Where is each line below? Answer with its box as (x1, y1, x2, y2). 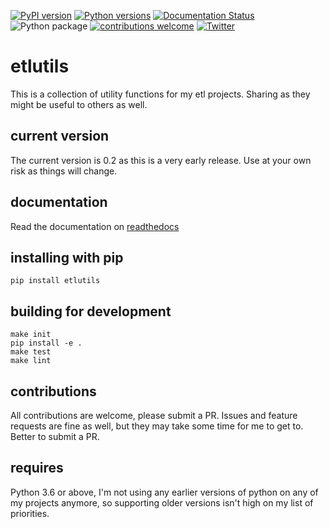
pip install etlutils (10, 276, 101, 286)
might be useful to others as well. (10, 98, 148, 110)
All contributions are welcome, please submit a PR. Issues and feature (10, 410, 298, 421)
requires (10, 460, 64, 477)
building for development (10, 303, 172, 320)
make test (10, 347, 52, 357)
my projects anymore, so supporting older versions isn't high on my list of (10, 496, 314, 509)
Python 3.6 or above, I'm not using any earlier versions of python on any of (10, 486, 319, 498)
